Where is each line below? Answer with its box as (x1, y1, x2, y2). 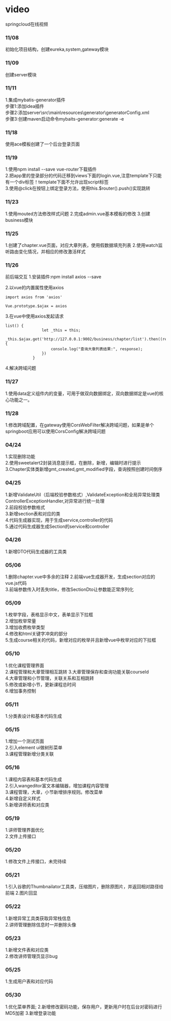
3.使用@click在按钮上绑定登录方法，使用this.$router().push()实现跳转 (5, 185, 151, 191)
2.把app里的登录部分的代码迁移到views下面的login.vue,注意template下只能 (5, 173, 162, 179)
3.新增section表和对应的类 (5, 510, 61, 517)
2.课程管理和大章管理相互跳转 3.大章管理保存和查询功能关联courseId (5, 668, 149, 675)
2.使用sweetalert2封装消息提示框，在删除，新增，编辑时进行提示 (5, 460, 141, 466)
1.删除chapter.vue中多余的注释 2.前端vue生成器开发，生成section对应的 (5, 574, 155, 580)
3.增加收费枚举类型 (5, 625, 45, 631)
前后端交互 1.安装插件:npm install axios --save (5, 274, 102, 280)
